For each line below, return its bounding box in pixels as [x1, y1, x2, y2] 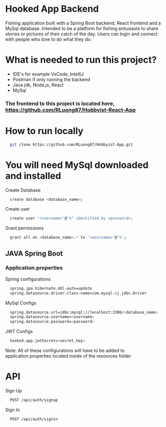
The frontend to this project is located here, [5, 100, 115, 107]
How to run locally [5, 125, 84, 137]
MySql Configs [5, 299, 37, 306]
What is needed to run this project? [5, 54, 157, 66]
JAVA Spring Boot [5, 249, 63, 258]
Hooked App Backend [5, 3, 99, 15]
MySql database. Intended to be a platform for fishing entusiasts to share [5, 25, 159, 31]
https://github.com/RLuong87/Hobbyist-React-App [5, 106, 136, 113]
